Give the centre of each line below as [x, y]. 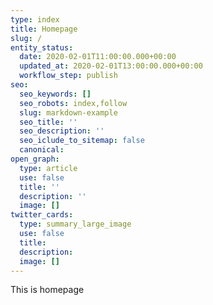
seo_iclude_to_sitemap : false [82, 141]
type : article [48, 168]
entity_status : [42, 47]
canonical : [42, 150]
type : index [35, 19]
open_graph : [35, 159]
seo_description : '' [62, 131]
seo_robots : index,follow [73, 103]
